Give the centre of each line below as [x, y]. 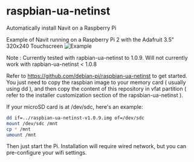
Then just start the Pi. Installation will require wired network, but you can [96, 146]
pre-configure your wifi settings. [47, 153]
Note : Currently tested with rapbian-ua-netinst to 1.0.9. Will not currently [97, 57]
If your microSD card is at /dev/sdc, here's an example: [75, 106]
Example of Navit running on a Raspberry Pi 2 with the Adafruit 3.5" [90, 39]
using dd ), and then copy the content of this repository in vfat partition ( [96, 88]
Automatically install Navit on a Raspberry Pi [61, 28]
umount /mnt [21, 135]
